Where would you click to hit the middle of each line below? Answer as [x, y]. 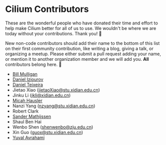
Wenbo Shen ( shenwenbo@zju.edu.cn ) [53, 127]
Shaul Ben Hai [27, 122]
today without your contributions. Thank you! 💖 [53, 33]
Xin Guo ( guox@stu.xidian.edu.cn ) [48, 132]
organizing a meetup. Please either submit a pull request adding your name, [83, 54]
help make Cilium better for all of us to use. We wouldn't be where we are [81, 28]
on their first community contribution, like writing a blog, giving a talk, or [79, 48]
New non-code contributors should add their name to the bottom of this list [82, 43]
